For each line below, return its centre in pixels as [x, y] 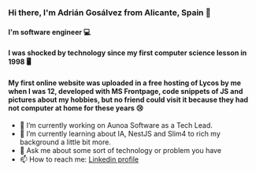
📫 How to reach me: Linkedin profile [79, 159]
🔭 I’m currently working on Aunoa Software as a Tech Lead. [116, 125]
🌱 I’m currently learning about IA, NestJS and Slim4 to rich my [120, 134]
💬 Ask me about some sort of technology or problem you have [121, 151]
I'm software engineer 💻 [50, 32]
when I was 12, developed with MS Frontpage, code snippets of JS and [126, 91]
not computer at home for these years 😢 [76, 108]
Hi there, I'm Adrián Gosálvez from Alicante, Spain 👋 [109, 13]
